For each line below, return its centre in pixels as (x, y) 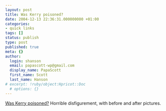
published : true (22, 47)
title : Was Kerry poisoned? (34, 14)
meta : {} (14, 51)
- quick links (20, 28)
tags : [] (14, 33)
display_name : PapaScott (35, 70)
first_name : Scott (29, 75)
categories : (17, 24)
